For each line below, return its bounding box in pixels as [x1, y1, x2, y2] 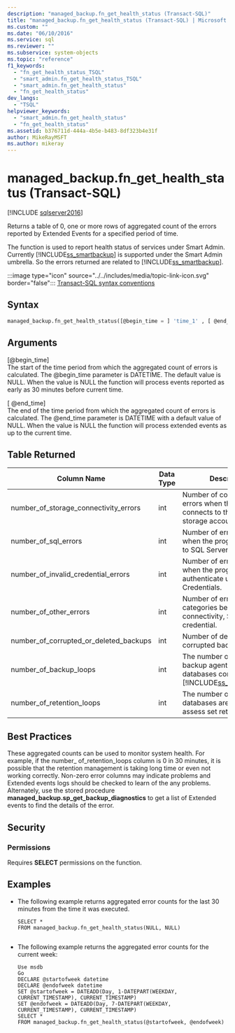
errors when [182, 499, 222, 508]
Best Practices [7, 730, 72, 742]
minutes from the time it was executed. [17, 904, 130, 913]
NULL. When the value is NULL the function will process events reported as [7, 378, 225, 386]
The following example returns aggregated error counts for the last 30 [17, 897, 220, 906]
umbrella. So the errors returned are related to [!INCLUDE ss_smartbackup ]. [7, 258, 224, 266]
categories [182, 603, 218, 613]
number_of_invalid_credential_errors [10, 569, 130, 579]
